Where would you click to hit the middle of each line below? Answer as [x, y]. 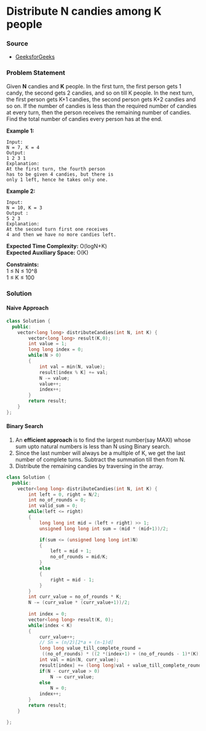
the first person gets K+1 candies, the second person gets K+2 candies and [101, 99]
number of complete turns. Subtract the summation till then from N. [100, 459]
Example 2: [21, 191]
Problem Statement [36, 73]
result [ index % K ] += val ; [74, 372]
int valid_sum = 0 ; [53, 506]
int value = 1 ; [48, 344]
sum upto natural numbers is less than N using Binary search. [93, 446]
